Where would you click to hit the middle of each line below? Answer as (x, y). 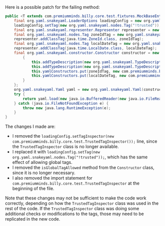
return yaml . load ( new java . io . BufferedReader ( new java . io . (84, 99)
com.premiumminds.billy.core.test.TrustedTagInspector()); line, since (85, 141)
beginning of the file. (33, 188)
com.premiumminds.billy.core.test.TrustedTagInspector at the (76, 183)
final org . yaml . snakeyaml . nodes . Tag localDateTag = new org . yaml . (83, 44)
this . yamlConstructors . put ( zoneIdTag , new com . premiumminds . (95, 71)
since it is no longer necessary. (44, 173)
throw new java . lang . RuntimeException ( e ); (67, 108)
